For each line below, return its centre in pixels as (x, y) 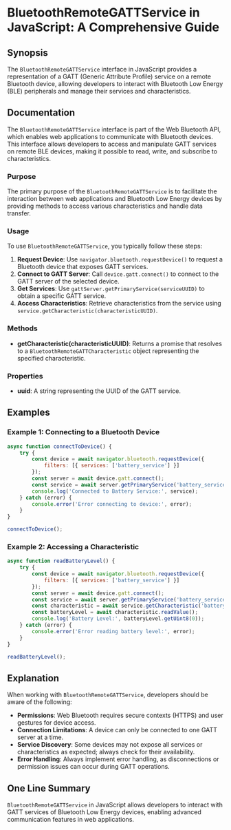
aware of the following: (40, 702)
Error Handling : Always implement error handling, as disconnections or (118, 759)
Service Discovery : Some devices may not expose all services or (110, 745)
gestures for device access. (56, 723)
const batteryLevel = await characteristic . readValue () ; (115, 613)
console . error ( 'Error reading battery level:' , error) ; (113, 631)
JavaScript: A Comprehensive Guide (113, 27)
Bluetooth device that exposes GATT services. (82, 267)
